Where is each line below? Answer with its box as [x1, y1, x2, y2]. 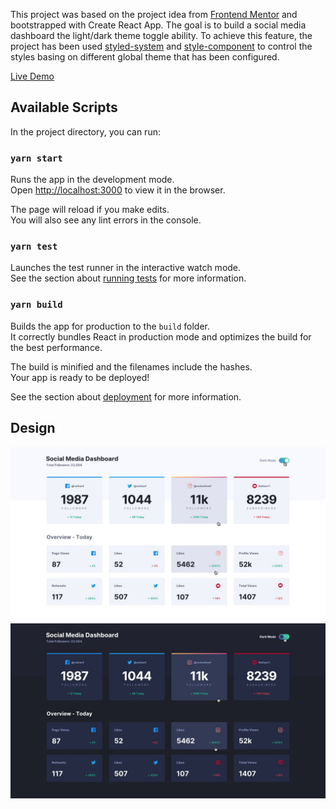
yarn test [10, 241, 58, 253]
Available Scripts [10, 99, 118, 116]
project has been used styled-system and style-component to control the [10, 40, 313, 52]
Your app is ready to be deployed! [10, 371, 150, 383]
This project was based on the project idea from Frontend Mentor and [10, 9, 298, 20]
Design [10, 420, 56, 437]
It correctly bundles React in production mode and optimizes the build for [10, 330, 312, 343]
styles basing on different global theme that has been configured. [10, 51, 280, 63]
